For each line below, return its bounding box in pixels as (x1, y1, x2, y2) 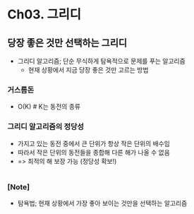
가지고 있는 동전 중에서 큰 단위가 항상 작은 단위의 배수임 (17, 139, 171, 148)
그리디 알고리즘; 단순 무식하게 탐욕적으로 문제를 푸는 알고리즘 (17, 57, 186, 65)
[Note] (7, 182, 30, 191)
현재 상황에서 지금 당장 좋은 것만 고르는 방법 (28, 66, 149, 74)
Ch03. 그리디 (7, 6, 81, 23)
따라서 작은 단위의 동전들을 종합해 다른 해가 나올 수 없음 (17, 148, 171, 156)
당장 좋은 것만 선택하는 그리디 (7, 37, 128, 49)
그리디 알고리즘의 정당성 (7, 121, 85, 131)
